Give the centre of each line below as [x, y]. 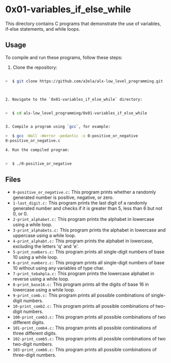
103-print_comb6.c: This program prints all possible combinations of [85, 349]
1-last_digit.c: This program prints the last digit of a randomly [80, 202]
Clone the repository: [35, 67]
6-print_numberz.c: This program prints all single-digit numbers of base [89, 262]
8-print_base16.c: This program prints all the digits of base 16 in [81, 284]
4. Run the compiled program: [38, 150]
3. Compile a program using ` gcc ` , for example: [58, 127]
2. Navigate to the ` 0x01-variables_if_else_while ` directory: [74, 99]
